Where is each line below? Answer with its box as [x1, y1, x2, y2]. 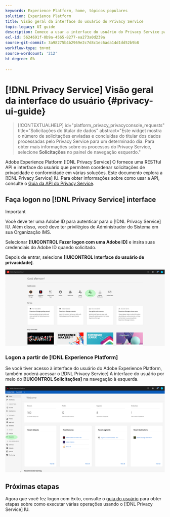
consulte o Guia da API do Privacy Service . [5, 180, 95, 187]
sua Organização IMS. [5, 229, 52, 235]
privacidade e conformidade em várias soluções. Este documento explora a [5, 170, 163, 176]
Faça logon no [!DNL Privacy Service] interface [5, 195, 156, 204]
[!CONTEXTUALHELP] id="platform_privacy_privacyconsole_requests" [17, 122, 165, 129]
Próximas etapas [5, 482, 59, 491]
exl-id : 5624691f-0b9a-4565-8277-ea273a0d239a [5, 35, 105, 40]
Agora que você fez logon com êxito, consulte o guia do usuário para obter [5, 496, 162, 502]
